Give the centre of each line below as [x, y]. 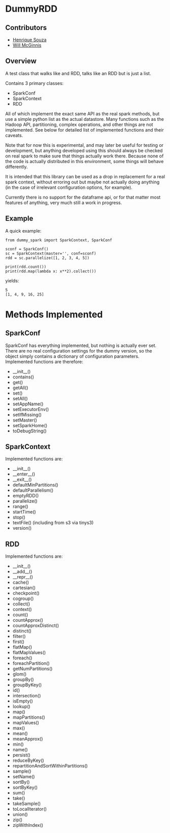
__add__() [22, 571]
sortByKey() [25, 787]
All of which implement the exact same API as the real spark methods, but [82, 114]
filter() [19, 636]
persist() [21, 755]
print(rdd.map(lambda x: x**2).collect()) [51, 271]
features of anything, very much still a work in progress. [64, 202]
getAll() [20, 388]
